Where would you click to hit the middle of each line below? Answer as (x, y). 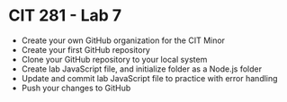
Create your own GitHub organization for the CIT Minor (123, 40)
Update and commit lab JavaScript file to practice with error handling (149, 78)
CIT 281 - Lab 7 (65, 16)
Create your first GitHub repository (85, 49)
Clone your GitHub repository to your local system (114, 59)
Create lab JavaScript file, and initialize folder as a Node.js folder (142, 69)
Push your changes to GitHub (76, 88)
